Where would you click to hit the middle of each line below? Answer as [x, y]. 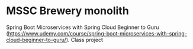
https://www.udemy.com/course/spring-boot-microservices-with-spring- [98, 33]
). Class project [85, 40]
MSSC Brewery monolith [67, 11]
